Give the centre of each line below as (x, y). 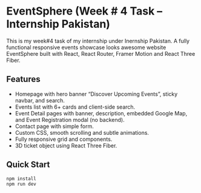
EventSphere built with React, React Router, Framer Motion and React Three (101, 53)
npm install (21, 178)
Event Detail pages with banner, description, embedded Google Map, (101, 113)
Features (23, 79)
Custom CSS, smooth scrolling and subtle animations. (82, 132)
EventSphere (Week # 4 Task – (84, 11)
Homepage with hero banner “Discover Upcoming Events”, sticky (96, 94)
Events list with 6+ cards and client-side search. (75, 107)
